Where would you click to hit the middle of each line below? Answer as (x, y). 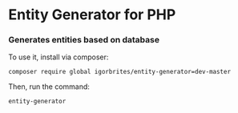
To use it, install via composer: (58, 57)
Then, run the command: (49, 87)
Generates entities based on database (84, 40)
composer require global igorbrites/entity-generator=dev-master (119, 72)
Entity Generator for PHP (92, 15)
